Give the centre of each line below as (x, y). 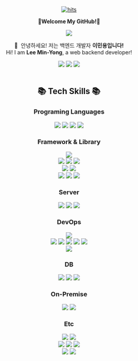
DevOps (69, 222)
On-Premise (69, 294)
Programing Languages (69, 112)
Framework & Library (69, 142)
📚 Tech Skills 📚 (69, 91)
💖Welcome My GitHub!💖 (69, 21)
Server (69, 192)
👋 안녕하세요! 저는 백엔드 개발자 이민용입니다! (69, 46)
